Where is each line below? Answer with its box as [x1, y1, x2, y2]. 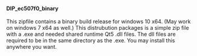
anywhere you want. [6, 43, 57, 51]
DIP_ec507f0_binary [6, 5, 59, 12]
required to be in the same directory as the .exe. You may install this [6, 37, 175, 44]
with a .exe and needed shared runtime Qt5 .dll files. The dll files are [6, 30, 176, 38]
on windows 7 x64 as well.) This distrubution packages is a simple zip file [6, 24, 189, 32]
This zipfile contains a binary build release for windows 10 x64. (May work [6, 18, 191, 25]
